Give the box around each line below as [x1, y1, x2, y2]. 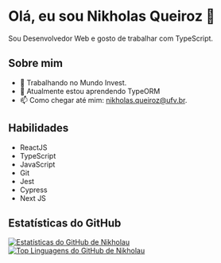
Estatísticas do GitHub [8, 216, 122, 230]
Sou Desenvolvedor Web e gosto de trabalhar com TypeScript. [8, 33, 213, 43]
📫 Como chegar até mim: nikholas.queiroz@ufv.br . [19, 95, 188, 104]
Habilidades [8, 121, 69, 135]
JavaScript [19, 159, 56, 169]
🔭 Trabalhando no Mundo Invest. [19, 77, 127, 87]
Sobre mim [8, 57, 64, 70]
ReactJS [19, 143, 48, 152]
